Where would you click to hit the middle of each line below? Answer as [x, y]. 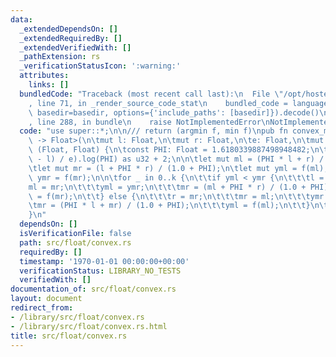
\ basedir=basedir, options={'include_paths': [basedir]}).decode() [174, 112]
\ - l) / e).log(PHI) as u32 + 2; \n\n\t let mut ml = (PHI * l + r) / [176, 159]
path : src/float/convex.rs [75, 242]
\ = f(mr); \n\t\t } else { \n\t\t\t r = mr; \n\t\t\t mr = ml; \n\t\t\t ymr [176, 196]
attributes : [44, 76]
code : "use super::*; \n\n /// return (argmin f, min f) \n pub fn [153, 131]
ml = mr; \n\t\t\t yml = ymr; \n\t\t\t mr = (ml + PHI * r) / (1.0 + [167, 187]
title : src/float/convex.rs [69, 336]
